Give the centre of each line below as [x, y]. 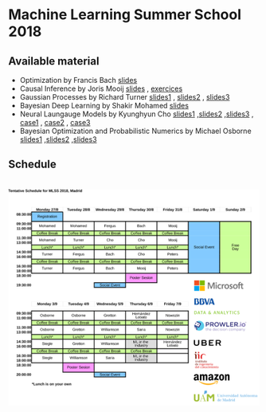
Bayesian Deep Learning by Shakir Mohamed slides [104, 106]
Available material [54, 61]
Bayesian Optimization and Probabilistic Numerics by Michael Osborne [136, 131]
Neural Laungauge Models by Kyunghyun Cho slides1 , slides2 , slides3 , [137, 114]
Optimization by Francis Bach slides [78, 80]
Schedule [33, 165]
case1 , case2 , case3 [55, 122]
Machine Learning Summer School [125, 15]
